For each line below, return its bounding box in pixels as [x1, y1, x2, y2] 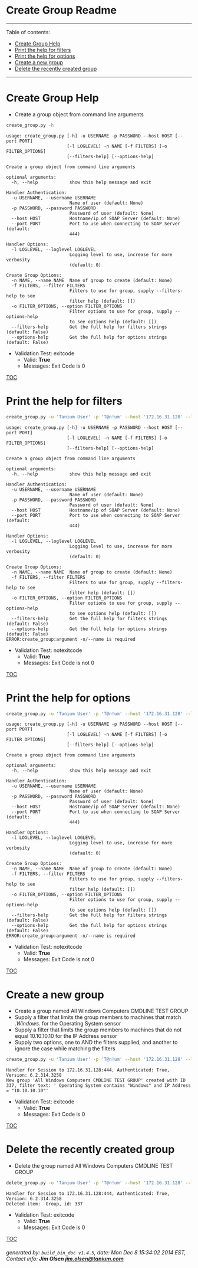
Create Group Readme [6, 4, 117, 17]
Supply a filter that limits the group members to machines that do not [14, 1026, 182, 1033]
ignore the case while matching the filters [14, 1045, 116, 1052]
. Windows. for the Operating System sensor [14, 1020, 121, 1027]
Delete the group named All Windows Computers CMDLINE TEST [14, 1162, 173, 1169]
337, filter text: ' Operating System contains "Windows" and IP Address [6, 1083, 192, 1089]
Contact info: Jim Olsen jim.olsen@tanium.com [6, 1255, 124, 1262]
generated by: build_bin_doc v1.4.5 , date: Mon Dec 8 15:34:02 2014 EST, [6, 1249, 186, 1256]
